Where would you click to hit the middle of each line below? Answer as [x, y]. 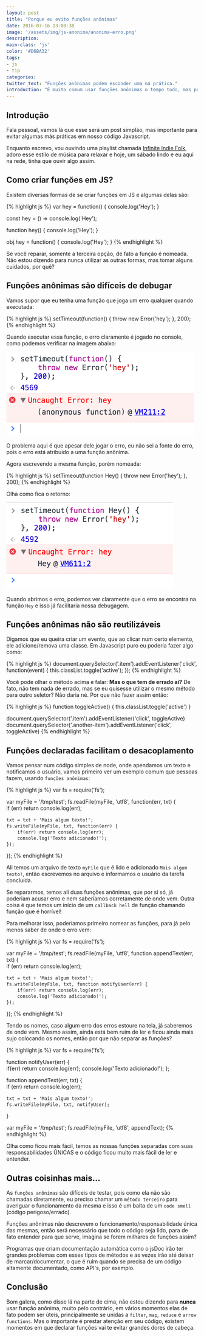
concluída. [19, 880]
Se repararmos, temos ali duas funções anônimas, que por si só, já [90, 892]
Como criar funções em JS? [60, 180]
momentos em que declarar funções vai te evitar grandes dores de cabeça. [101, 1327]
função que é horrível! [34, 911]
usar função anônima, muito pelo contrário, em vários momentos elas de [97, 1308]
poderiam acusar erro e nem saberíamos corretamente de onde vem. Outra [100, 899]
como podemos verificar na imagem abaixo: [61, 343]
